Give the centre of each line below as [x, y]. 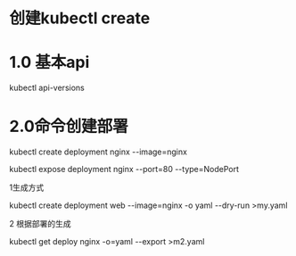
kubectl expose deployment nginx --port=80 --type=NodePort [124, 169]
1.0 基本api [49, 62]
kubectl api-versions [47, 88]
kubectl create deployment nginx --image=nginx [98, 152]
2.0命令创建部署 [69, 127]
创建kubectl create [80, 18]
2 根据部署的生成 [40, 224]
